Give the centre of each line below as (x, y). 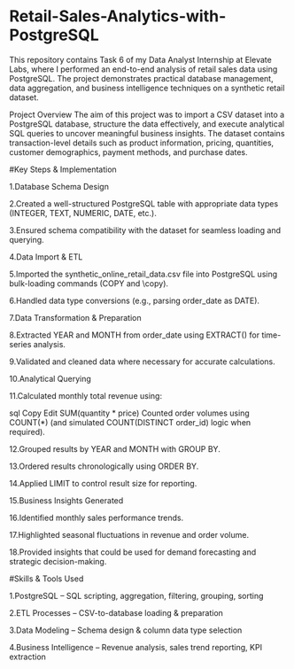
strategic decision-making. (58, 561)
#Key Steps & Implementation (63, 169)
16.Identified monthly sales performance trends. (97, 517)
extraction (28, 657)
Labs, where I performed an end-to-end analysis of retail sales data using (143, 69)
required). (27, 432)
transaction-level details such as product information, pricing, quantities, (142, 143)
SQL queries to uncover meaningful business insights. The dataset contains (147, 133)
